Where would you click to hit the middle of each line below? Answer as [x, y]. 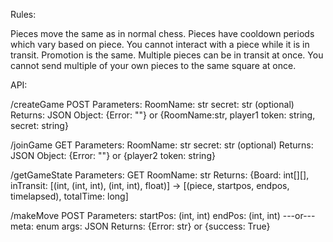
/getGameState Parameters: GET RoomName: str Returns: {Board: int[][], [160, 175]
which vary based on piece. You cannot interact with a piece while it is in [160, 44]
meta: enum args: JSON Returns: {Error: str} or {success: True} [140, 226]
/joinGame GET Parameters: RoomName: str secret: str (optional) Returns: [162, 145]
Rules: [23, 14]
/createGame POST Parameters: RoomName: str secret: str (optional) [152, 104]
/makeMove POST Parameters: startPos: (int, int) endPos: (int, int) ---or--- [163, 215]
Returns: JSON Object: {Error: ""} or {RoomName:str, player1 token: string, [163, 115]
